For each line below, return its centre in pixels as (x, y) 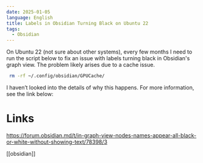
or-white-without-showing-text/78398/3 (57, 142)
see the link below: (30, 94)
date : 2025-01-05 (28, 12)
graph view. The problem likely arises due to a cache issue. (81, 65)
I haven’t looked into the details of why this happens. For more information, (100, 88)
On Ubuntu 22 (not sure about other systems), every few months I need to (99, 52)
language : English (30, 18)
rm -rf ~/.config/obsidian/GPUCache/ (57, 76)
